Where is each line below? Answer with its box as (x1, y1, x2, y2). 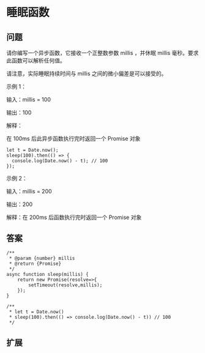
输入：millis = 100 (6, 96, 51, 103)
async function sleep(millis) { (6, 271, 89, 277)
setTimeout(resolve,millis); (28, 282, 103, 288)
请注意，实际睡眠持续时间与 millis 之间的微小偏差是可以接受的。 (6, 70, 167, 77)
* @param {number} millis (9, 255, 75, 261)
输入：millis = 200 (6, 188, 52, 195)
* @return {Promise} (9, 261, 62, 267)
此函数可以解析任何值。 (6, 57, 65, 64)
